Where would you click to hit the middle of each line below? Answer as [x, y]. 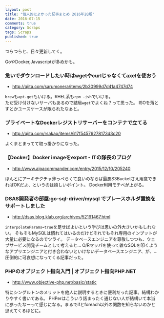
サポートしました [25, 206]
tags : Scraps [18, 32]
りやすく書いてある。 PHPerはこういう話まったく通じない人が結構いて [76, 298]
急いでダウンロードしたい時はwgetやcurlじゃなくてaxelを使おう [81, 75]
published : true [21, 37]
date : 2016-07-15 [23, 19]
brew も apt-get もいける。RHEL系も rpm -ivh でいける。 [59, 97]
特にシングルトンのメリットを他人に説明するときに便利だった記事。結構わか [82, 292]
